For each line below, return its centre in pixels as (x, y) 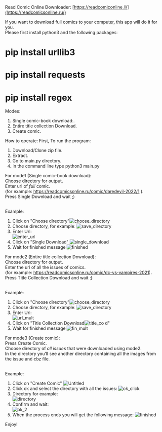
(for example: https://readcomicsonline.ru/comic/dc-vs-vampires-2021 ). (79, 273)
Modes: (13, 111)
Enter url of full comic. (28, 186)
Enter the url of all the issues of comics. (45, 267)
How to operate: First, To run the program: (48, 141)
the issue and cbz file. (28, 359)
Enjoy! (12, 425)
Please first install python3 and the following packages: (61, 32)
